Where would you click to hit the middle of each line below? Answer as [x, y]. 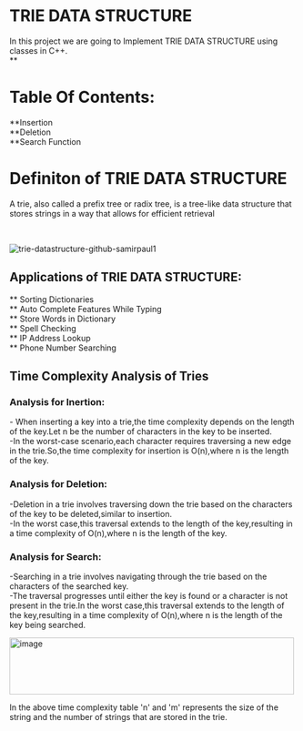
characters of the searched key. [69, 586]
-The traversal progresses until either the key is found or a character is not [149, 595]
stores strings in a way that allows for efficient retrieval [112, 213]
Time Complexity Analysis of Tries [109, 376]
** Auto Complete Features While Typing [86, 309]
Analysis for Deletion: [58, 484]
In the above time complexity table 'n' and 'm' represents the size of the [144, 707]
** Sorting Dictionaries [51, 299]
